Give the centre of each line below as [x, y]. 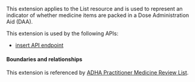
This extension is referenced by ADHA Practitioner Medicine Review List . [97, 73]
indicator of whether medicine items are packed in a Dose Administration [98, 15]
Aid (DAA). [20, 22]
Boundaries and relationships [44, 59]
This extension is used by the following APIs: [62, 33]
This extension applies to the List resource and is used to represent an [94, 9]
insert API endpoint [39, 45]
